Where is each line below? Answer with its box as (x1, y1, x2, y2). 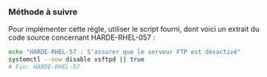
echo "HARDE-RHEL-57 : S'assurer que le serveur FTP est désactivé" (8, 48, 241, 56)
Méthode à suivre (8, 6, 78, 17)
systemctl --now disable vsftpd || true (8, 56, 145, 64)
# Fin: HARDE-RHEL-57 (8, 63, 81, 71)
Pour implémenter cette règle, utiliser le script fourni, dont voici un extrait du (8, 25, 260, 34)
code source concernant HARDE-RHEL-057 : (8, 33, 156, 42)
